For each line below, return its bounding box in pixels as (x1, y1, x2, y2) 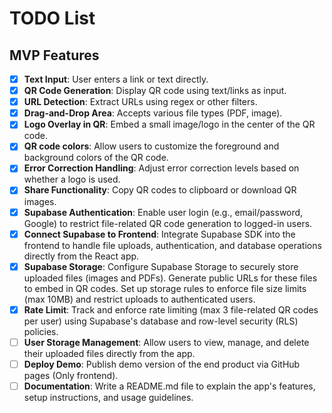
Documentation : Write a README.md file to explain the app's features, (23, 380, 316, 392)
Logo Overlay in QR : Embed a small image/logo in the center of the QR (23, 118, 316, 131)
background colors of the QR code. (23, 152, 169, 164)
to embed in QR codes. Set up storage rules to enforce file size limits (23, 282, 307, 294)
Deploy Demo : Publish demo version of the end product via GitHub (23, 358, 301, 370)
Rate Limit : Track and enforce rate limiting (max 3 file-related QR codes (23, 303, 319, 316)
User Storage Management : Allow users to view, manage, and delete (23, 336, 310, 348)
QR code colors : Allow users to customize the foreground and (23, 140, 280, 152)
